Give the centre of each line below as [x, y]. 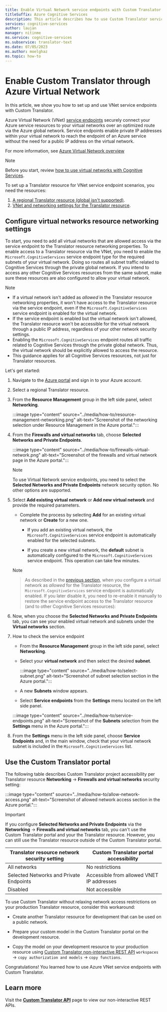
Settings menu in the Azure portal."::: [50, 726]
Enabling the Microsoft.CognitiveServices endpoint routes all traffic [82, 340]
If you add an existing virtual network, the [70, 530]
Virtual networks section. [39, 627]
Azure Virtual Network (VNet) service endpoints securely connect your [78, 120]
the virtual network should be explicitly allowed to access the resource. [85, 350]
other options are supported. [42, 490]
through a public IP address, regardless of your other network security [84, 329]
